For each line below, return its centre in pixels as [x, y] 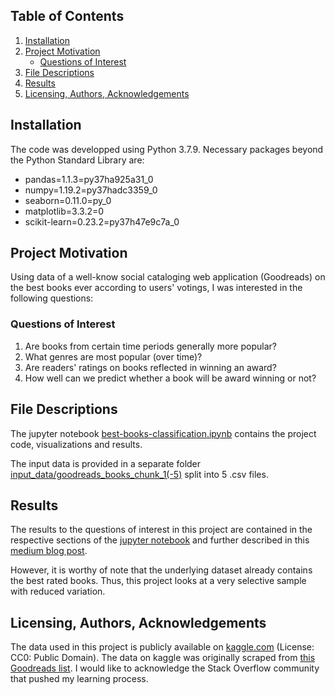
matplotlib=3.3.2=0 [64, 211]
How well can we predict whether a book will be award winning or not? [170, 378]
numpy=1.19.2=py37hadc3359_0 [91, 190]
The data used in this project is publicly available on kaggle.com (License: [162, 647]
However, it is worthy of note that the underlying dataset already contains [161, 570]
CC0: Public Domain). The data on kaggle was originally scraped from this [163, 658]
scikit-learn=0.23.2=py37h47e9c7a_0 [102, 221]
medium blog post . [49, 551]
